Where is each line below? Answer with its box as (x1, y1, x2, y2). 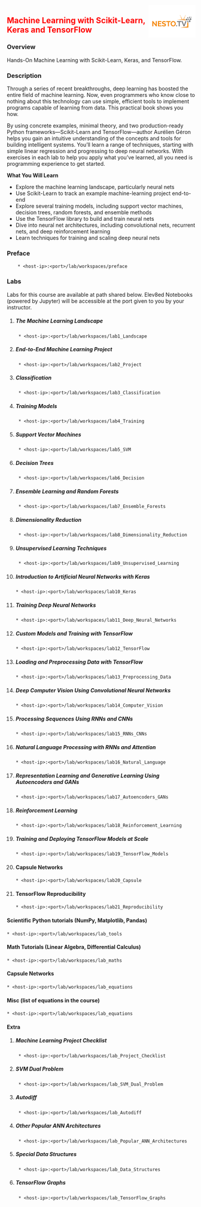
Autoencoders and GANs (15, 778, 80, 785)
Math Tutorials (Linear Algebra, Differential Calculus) (7, 944, 141, 951)
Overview (7, 43, 36, 51)
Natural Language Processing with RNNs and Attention (15, 743, 156, 750)
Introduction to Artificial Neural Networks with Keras (15, 573, 150, 580)
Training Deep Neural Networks (15, 601, 96, 609)
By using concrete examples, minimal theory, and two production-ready (7, 121, 184, 129)
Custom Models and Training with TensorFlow (15, 630, 133, 637)
